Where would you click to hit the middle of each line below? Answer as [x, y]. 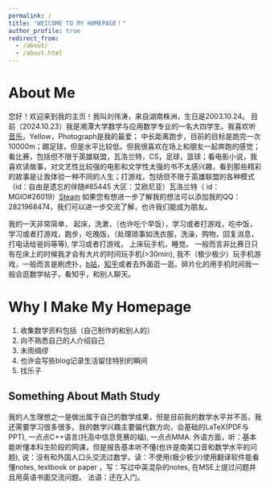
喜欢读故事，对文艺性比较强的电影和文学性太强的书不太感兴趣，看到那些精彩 [135, 166]
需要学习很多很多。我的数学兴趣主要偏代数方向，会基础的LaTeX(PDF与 [132, 426]
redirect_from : [34, 38]
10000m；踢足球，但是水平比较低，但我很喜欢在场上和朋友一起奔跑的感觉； [135, 146]
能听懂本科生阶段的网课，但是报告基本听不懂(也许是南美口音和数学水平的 [129, 446]
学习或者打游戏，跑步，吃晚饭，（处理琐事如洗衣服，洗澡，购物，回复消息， [133, 233]
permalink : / [30, 16]
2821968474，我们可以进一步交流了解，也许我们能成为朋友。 [110, 207]
